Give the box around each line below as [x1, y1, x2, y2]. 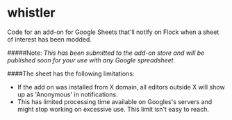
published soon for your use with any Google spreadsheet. [7, 55, 176, 64]
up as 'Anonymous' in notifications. [17, 90, 118, 98]
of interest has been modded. [7, 35, 92, 43]
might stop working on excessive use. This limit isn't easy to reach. [17, 105, 210, 113]
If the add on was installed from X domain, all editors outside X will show [17, 83, 225, 91]
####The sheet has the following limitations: [7, 69, 135, 78]
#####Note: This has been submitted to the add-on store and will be [7, 49, 205, 57]
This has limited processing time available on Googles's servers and [17, 97, 213, 105]
